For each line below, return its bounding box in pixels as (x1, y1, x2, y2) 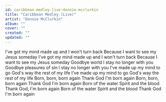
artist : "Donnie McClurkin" (5, 16, 63, 21)
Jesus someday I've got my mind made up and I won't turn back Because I (5, 54, 158, 60)
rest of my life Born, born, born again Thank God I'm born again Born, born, (5, 75, 159, 81)
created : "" (5, 30, 30, 35)
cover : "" (5, 26, 26, 31)
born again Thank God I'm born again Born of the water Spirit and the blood (5, 80, 160, 86)
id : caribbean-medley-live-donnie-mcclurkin (5, 7, 99, 12)
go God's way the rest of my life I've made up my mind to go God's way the (5, 70, 159, 76)
